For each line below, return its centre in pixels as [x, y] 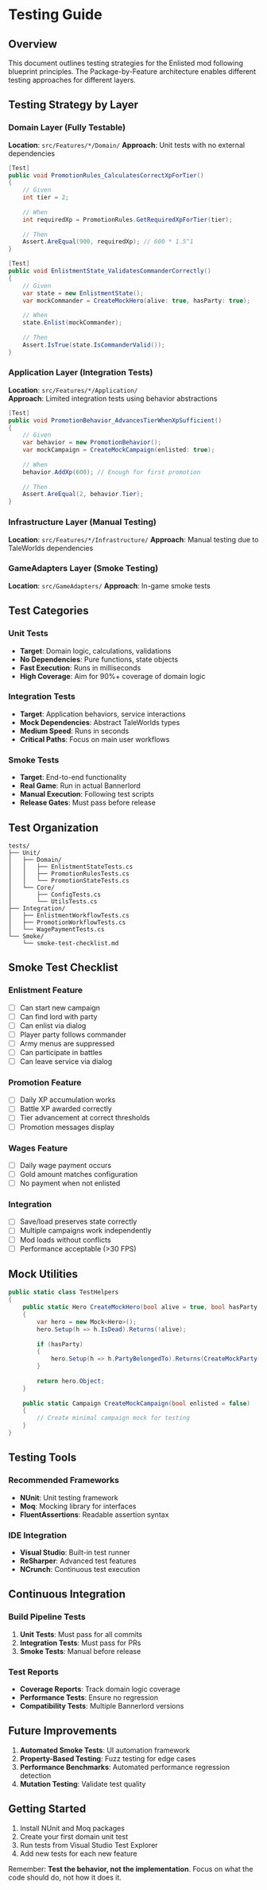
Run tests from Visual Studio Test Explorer [89, 1845]
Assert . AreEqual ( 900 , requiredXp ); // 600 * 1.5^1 [108, 242]
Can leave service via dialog [66, 1061]
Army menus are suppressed [67, 1043]
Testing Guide [55, 15]
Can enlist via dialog [53, 1025]
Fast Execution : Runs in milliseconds [80, 668]
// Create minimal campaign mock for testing [114, 1418]
